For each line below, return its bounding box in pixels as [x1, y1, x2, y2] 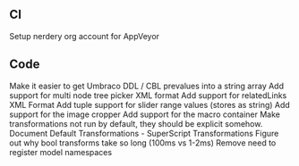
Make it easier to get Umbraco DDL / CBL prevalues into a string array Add [9, 80, 285, 91]
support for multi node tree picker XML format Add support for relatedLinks [9, 89, 287, 101]
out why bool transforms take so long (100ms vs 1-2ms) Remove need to [9, 137, 277, 148]
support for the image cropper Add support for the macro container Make [9, 109, 280, 120]
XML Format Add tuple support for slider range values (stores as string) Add [9, 99, 291, 110]
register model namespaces [9, 146, 113, 157]
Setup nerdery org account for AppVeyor [9, 30, 159, 41]
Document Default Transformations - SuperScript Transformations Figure [9, 128, 279, 138]
